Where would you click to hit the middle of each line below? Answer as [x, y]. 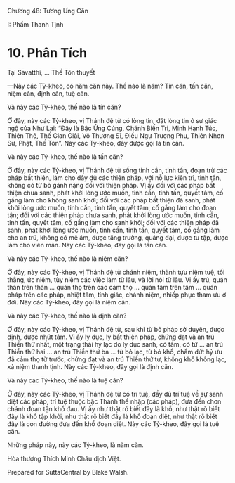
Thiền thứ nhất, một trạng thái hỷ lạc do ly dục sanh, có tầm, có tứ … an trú [115, 344]
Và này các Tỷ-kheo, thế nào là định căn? [67, 316]
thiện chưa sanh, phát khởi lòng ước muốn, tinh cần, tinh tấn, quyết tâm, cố [115, 193]
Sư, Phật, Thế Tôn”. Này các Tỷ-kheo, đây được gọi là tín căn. [96, 143]
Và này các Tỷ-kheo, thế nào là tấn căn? [65, 156]
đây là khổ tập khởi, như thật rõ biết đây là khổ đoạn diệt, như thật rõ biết [112, 416]
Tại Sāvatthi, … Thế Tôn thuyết [51, 72]
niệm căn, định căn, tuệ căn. [48, 93]
